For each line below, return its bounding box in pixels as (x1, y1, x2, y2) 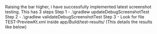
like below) (5, 24, 27, 30)
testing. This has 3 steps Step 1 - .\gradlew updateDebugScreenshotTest (5, 9, 150, 15)
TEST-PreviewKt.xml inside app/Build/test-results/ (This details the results (5, 19, 153, 25)
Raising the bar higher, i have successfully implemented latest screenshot (5, 4, 152, 9)
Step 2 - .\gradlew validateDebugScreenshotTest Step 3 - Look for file (5, 14, 144, 19)
